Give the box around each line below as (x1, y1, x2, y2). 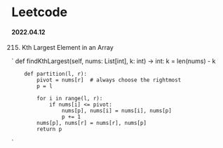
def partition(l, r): (24, 71, 87, 78)
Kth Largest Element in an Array (21, 43, 114, 52)
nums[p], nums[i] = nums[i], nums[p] (61, 107, 173, 114)
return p (36, 126, 62, 133)
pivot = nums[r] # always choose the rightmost (36, 76, 182, 84)
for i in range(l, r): (36, 95, 103, 102)
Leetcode (11, 4, 68, 20)
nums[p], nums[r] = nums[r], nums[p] (36, 120, 147, 127)
